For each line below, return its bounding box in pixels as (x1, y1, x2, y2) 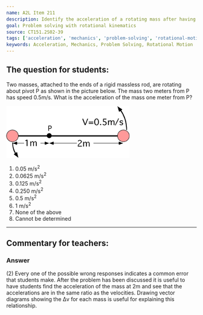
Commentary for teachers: (6, 238, 109, 248)
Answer (6, 256, 30, 265)
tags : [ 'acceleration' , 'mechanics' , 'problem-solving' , (6, 35, 153, 42)
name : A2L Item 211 (6, 10, 56, 16)
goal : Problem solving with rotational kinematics (6, 22, 137, 28)
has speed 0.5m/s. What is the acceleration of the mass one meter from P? (6, 94, 193, 101)
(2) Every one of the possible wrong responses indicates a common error (6, 270, 189, 278)
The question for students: (6, 65, 109, 75)
